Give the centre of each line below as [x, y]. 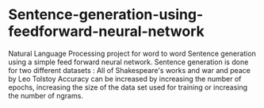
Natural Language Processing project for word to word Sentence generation [132, 53]
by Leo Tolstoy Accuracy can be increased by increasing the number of [125, 79]
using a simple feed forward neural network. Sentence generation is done [128, 62]
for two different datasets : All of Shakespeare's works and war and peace [130, 70]
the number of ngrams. [46, 95]
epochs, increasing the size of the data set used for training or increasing [128, 87]
